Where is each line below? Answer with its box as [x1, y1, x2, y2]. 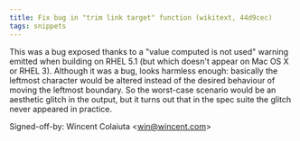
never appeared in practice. [9, 103, 113, 114]
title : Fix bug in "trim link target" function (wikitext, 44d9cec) [9, 13, 273, 22]
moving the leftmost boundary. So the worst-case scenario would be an [9, 84, 277, 95]
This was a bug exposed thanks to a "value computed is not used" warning [9, 46, 289, 57]
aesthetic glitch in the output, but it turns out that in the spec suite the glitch [9, 93, 292, 104]
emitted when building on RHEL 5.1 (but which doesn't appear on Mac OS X [9, 56, 289, 66]
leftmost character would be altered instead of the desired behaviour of [9, 75, 276, 85]
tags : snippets [9, 22, 67, 31]
